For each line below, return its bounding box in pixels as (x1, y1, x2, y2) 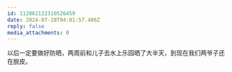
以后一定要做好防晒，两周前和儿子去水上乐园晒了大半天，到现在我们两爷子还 (7, 49, 225, 57)
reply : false (7, 23, 45, 29)
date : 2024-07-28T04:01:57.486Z (7, 16, 100, 23)
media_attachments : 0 (7, 29, 70, 36)
